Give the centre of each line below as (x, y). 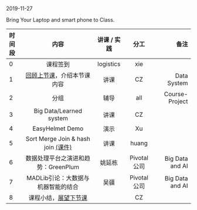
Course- (176, 94)
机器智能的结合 (58, 187)
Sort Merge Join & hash (58, 139)
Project (178, 101)
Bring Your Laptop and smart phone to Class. (60, 20)
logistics (109, 64)
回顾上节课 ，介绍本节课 (58, 75)
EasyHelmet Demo (58, 128)
